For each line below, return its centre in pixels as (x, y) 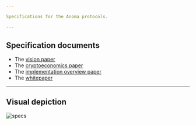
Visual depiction (36, 102)
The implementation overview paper (58, 72)
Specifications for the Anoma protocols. (57, 16)
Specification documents (53, 45)
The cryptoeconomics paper (49, 65)
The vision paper (35, 60)
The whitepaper (34, 78)
